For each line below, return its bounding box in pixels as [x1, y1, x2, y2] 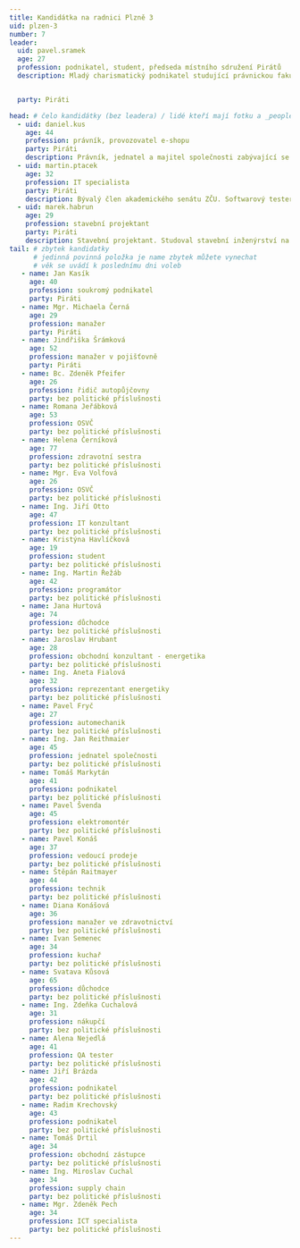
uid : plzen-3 [9, 21, 58, 30]
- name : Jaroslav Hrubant [21, 635, 118, 644]
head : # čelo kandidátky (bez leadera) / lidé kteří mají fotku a [9, 111, 262, 121]
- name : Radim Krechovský [21, 1100, 118, 1109]
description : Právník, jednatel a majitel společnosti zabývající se [25, 153, 290, 162]
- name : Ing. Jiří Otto [21, 502, 110, 510]
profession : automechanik [29, 718, 126, 727]
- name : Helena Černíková [21, 435, 118, 444]
